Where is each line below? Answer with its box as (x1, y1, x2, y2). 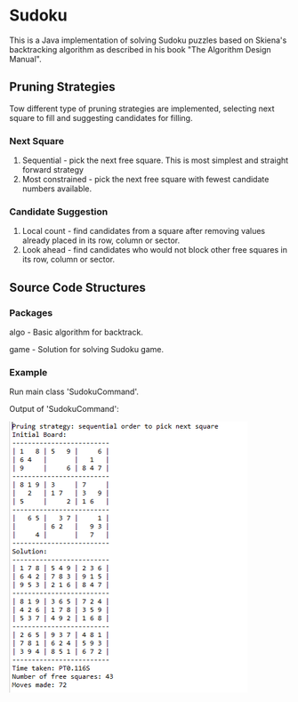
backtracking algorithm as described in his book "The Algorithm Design (9, 44, 271, 54)
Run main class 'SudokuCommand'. (9, 386, 140, 397)
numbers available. (21, 183, 93, 194)
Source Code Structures (9, 279, 147, 295)
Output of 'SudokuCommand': (9, 404, 119, 415)
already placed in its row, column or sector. (21, 235, 181, 246)
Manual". (9, 53, 42, 64)
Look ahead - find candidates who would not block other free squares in (21, 245, 287, 255)
